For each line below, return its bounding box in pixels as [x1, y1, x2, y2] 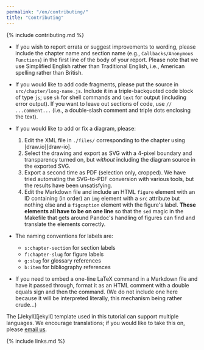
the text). [15, 113, 38, 120]
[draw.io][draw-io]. [24, 143, 72, 150]
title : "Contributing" [6, 15, 64, 21]
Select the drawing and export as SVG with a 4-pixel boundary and [24, 149, 192, 157]
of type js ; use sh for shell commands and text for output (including [15, 94, 187, 101]
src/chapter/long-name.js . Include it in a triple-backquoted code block [15, 87, 194, 94]
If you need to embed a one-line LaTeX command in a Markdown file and [15, 275, 198, 283]
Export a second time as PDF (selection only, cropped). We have [24, 168, 186, 176]
